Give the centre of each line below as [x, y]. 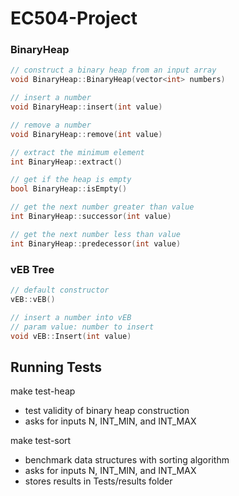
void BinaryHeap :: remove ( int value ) [86, 134]
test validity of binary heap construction [107, 411]
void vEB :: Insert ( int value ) [71, 336]
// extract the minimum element [77, 152]
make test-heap [43, 391]
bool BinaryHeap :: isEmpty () [69, 189]
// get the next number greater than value [102, 207]
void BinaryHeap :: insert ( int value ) [86, 107]
